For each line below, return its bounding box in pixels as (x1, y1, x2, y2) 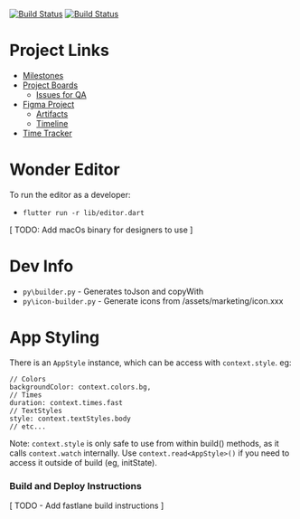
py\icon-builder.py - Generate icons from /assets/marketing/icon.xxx (22, 295, 284, 307)
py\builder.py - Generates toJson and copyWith (22, 286, 204, 297)
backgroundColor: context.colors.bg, (9, 382, 152, 392)
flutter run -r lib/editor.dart (22, 208, 145, 217)
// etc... (9, 421, 47, 431)
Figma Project (22, 99, 75, 109)
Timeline (35, 118, 69, 128)
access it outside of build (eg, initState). (9, 457, 158, 467)
